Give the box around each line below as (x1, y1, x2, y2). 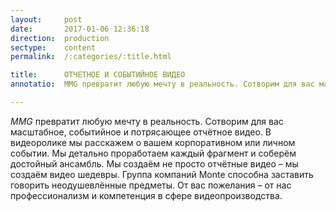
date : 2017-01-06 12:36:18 (10, 24, 150, 34)
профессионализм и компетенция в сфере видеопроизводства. (10, 189, 283, 201)
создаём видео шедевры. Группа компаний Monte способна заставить (10, 168, 314, 180)
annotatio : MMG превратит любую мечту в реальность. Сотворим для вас (10, 79, 315, 90)
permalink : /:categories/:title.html (10, 52, 172, 62)
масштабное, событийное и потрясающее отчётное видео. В (10, 126, 272, 138)
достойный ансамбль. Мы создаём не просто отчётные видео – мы (10, 157, 299, 170)
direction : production (10, 33, 110, 43)
